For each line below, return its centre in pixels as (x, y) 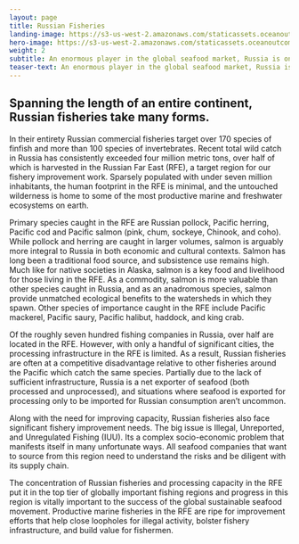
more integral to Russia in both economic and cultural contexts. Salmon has (148, 251)
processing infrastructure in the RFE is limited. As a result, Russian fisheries (148, 353)
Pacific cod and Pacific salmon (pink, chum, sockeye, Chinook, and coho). (145, 232)
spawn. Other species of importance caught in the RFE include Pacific (137, 308)
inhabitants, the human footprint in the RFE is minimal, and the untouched (144, 186)
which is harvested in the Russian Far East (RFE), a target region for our (140, 167)
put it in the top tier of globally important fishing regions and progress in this (149, 492)
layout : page (33, 17)
